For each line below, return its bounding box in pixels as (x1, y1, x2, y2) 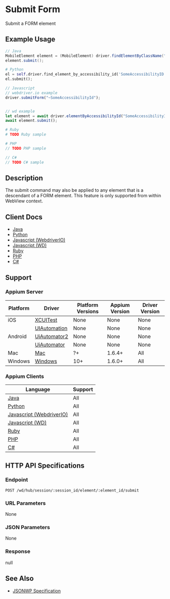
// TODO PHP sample (5, 146, 47, 151)
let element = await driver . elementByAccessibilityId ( (5, 113, 123, 119)
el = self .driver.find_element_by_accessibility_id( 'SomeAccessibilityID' (5, 72, 166, 77)
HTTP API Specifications (5, 461, 85, 470)
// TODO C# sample (5, 160, 44, 165)
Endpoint (5, 476, 28, 483)
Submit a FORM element (5, 20, 56, 26)
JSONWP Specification (12, 587, 61, 594)
